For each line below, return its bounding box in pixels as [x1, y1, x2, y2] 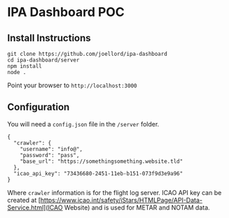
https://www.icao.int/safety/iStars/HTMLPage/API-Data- [40, 196, 203, 204]
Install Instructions [7, 32, 91, 44]
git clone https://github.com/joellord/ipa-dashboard [7, 50, 168, 57]
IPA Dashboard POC [7, 4, 125, 20]
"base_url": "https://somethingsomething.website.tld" [20, 158, 183, 165]
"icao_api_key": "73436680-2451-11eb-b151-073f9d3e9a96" [13, 170, 183, 177]
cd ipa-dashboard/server [7, 57, 80, 64]
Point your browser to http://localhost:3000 [7, 81, 138, 89]
